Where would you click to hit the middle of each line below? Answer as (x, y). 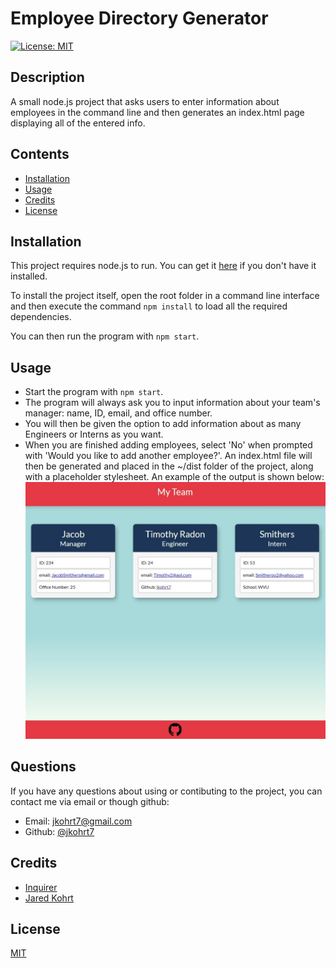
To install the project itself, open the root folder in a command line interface (165, 296)
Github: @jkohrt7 (59, 831)
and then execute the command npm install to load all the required (149, 306)
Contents (40, 154)
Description (47, 77)
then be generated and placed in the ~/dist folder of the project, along (169, 466)
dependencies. (41, 317)
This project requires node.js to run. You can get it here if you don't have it (163, 266)
